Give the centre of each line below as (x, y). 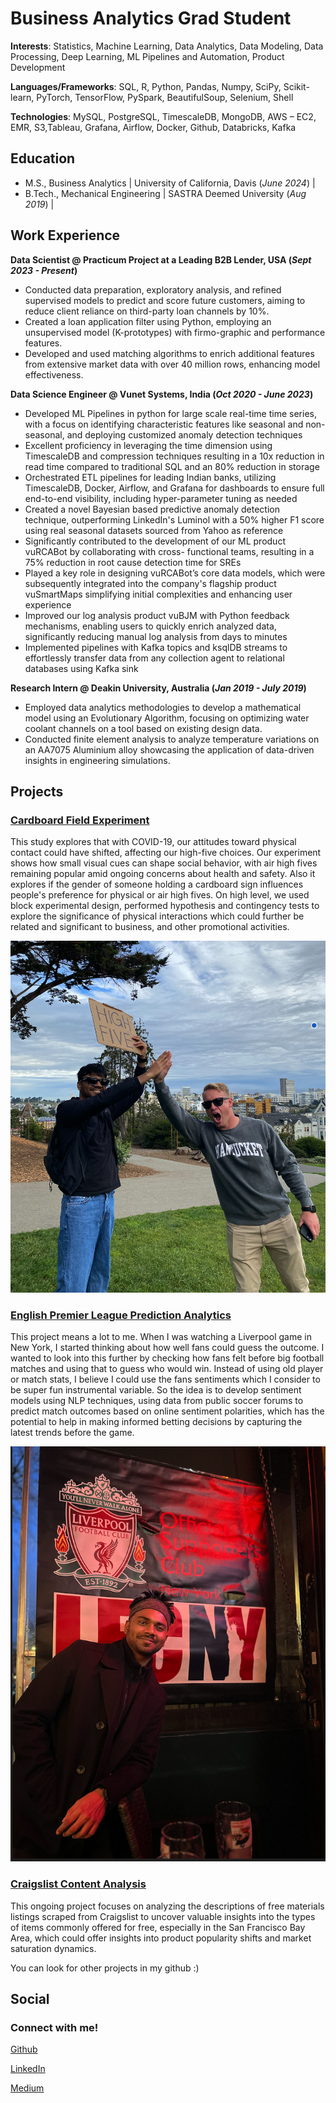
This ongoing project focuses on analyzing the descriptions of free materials (167, 1906)
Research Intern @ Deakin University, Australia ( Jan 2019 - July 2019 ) (158, 688)
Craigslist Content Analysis (78, 1884)
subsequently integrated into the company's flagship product (150, 583)
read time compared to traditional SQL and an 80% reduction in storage (172, 466)
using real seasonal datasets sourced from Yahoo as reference (154, 530)
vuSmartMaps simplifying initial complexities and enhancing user (158, 594)
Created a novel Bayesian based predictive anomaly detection (152, 509)
